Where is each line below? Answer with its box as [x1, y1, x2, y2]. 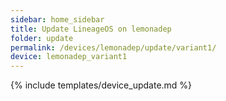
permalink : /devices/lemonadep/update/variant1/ [10, 42, 217, 53]
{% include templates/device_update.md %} [10, 79, 193, 91]
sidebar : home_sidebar [10, 14, 105, 25]
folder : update [10, 33, 74, 43]
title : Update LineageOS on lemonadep [10, 24, 172, 34]
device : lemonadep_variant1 [10, 52, 128, 62]
